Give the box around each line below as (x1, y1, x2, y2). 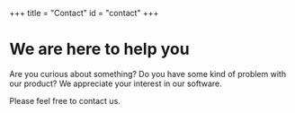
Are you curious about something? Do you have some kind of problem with (9, 68, 286, 79)
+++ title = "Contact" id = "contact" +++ (9, 8, 159, 18)
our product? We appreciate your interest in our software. (9, 78, 222, 89)
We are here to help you (9, 39, 191, 59)
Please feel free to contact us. (9, 95, 121, 106)
